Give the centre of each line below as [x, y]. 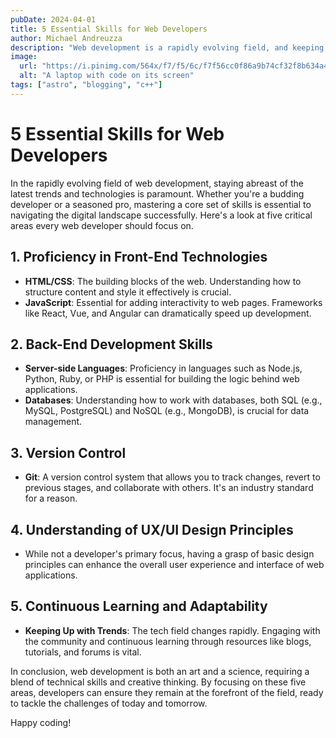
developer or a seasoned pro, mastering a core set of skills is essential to [161, 204]
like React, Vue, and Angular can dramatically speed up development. [168, 313]
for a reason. [51, 498]
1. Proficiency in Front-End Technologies [139, 257]
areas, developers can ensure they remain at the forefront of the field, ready [167, 692]
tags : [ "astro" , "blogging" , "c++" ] [86, 85]
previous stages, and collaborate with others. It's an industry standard [169, 488]
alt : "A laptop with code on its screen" [107, 76]
